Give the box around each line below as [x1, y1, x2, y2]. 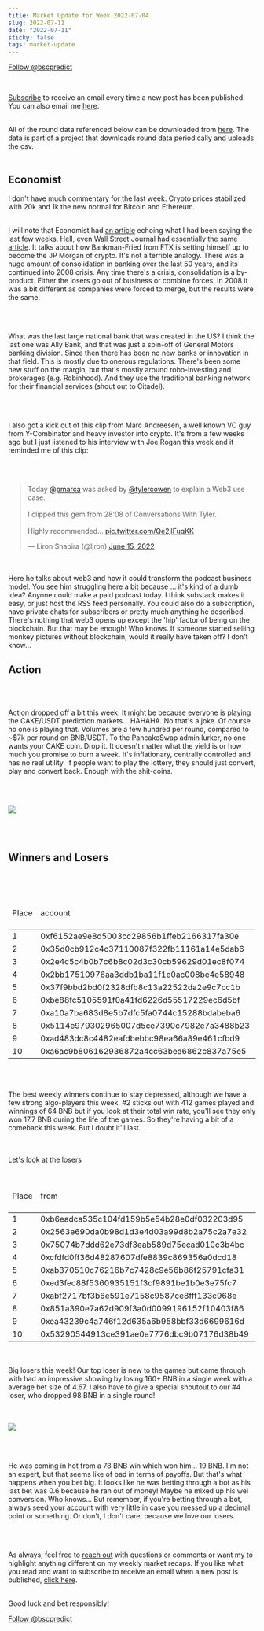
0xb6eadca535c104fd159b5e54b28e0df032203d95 [40, 1213, 244, 1224]
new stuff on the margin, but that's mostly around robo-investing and [8, 364, 232, 374]
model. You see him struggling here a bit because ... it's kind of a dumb [8, 582, 239, 591]
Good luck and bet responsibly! [8, 1599, 110, 1608]
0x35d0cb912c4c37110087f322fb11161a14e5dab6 [40, 943, 245, 954]
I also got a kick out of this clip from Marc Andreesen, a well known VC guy [8, 420, 251, 430]
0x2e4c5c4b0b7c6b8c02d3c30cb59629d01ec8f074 [40, 956, 245, 967]
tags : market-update [8, 41, 76, 49]
